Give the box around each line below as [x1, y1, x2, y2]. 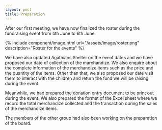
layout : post [5, 7, 32, 12]
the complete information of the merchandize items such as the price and [5, 65, 154, 71]
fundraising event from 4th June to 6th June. [5, 30, 96, 36]
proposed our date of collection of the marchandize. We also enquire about [5, 60, 157, 65]
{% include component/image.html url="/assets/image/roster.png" [5, 40, 140, 45]
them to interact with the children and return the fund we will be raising [5, 75, 149, 81]
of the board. [5, 120, 32, 126]
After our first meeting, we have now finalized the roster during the [5, 25, 140, 31]
